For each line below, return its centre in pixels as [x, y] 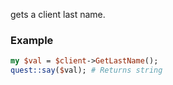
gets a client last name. [58, 14]
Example [32, 40]
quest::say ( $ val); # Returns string [86, 70]
